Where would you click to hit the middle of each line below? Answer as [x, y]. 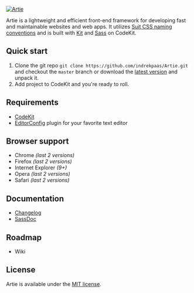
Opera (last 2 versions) [42, 174]
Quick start [27, 51]
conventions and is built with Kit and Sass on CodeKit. [71, 33]
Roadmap [24, 237]
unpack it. [27, 78]
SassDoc [25, 219]
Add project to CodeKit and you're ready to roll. [72, 84]
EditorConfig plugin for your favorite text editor [71, 122]
